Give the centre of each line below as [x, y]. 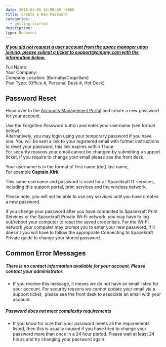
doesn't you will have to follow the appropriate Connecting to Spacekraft [80, 232]
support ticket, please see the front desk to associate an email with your [87, 294]
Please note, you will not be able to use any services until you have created [82, 196]
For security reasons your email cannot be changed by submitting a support [83, 151]
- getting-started [29, 24]
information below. [26, 57]
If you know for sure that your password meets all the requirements [81, 324]
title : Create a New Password [37, 14]
